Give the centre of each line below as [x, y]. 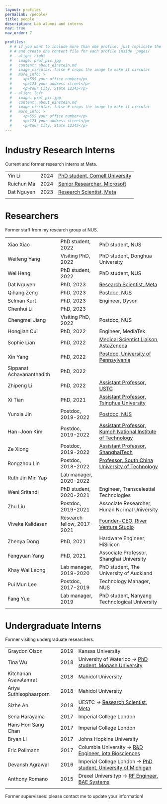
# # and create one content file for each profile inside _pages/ [80, 51]
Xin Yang [18, 357]
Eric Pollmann [24, 750]
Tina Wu [17, 662]
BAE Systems [94, 782]
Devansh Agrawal [28, 765]
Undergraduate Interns [53, 626]
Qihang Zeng [23, 292]
